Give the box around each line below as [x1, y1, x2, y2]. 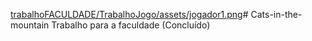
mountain [10, 19, 50, 31]
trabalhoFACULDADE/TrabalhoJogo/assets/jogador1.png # [10, 9, 249, 20]
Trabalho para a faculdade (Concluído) [51, 19, 211, 31]
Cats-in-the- [250, 9, 303, 20]
